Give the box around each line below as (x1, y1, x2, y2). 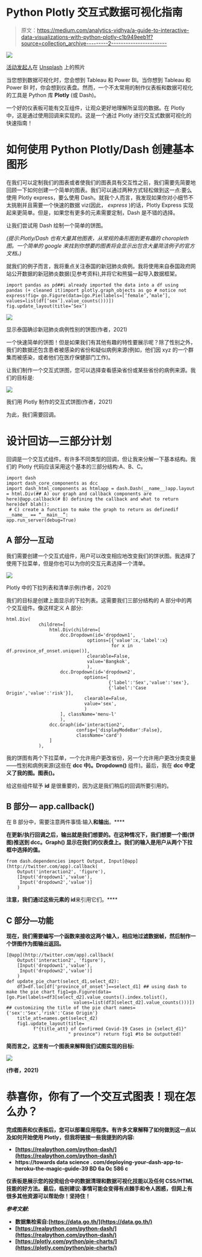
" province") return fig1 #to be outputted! (68, 1032, 182, 1038)
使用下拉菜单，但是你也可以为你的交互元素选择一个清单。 (6, 559, 148, 567)
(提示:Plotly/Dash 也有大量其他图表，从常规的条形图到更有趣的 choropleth (6, 235, 189, 242)
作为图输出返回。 (22, 940, 64, 947)
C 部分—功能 (6, 915, 54, 925)
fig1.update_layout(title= (17, 1021, 85, 1027)
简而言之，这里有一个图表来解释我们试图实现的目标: (6, 1042, 135, 1050)
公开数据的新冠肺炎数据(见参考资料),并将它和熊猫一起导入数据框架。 (11, 269, 180, 277)
